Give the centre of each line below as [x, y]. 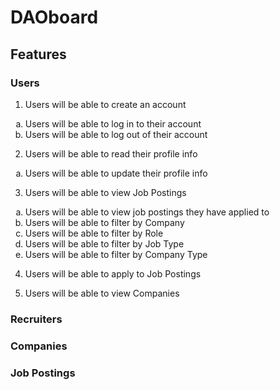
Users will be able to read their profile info [111, 153]
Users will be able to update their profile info [116, 173]
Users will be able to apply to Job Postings [113, 273]
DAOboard [54, 17]
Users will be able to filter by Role [94, 233]
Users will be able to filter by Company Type [116, 254]
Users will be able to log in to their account [113, 123]
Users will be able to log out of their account [116, 134]
